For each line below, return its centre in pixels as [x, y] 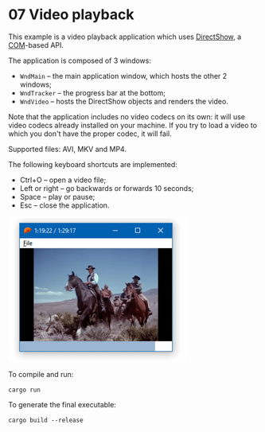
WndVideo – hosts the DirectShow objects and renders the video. [124, 101]
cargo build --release [46, 420]
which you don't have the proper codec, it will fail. [90, 134]
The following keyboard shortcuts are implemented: [93, 164]
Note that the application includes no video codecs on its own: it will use [127, 116]
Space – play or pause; [57, 197]
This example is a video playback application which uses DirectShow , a [125, 37]
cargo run [25, 390]
